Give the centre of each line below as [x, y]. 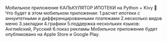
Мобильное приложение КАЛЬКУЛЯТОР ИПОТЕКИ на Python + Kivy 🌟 [81, 8]
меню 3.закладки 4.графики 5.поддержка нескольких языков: [73, 23]
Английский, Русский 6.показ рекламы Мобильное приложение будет [81, 29]
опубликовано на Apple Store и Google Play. [53, 34]
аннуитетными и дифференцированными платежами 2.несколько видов [84, 18]
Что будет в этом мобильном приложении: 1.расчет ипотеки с [73, 13]
